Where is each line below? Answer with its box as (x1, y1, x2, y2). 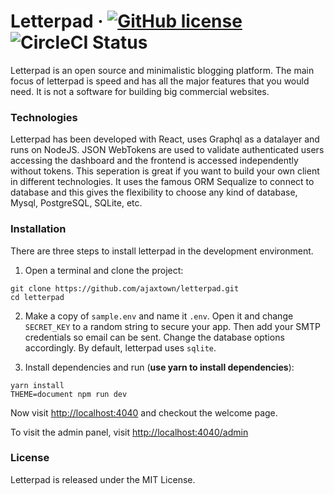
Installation (10, 222, 67, 236)
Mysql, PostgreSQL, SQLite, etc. (10, 197, 143, 209)
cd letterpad (10, 292, 65, 302)
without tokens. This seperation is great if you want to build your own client (10, 165, 320, 177)
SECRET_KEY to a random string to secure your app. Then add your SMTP (24, 320, 321, 332)
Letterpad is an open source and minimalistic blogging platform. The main (10, 64, 315, 76)
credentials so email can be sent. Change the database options (24, 331, 285, 343)
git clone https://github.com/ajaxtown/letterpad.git (10, 283, 240, 294)
